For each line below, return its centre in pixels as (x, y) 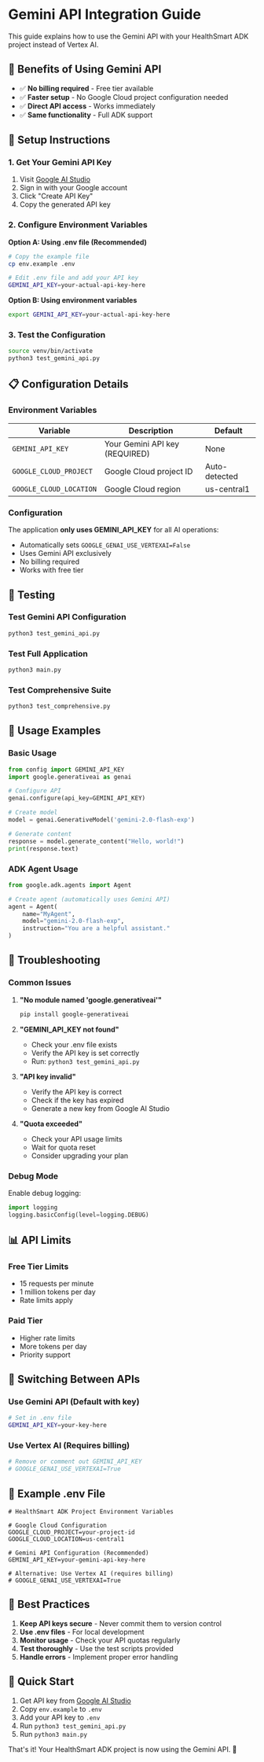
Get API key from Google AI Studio (75, 1701)
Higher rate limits (47, 1337)
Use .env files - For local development (82, 1631)
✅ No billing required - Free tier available (86, 88)
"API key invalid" (48, 1076)
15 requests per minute (57, 1284)
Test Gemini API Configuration (68, 617)
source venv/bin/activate (50, 351)
